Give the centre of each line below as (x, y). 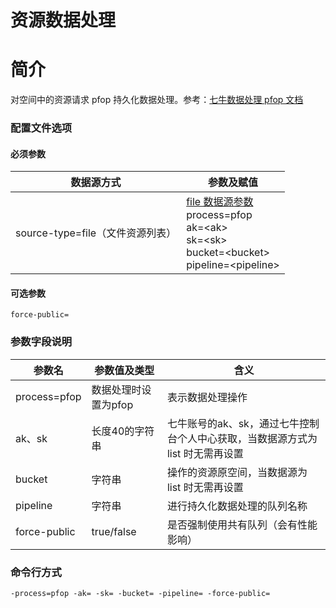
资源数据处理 (63, 20)
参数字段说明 (41, 342)
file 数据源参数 (220, 202)
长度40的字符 (123, 431)
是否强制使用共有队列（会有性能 (242, 524)
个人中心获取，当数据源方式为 (247, 438)
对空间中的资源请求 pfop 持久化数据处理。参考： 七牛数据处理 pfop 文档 (157, 100)
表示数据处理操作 (207, 397)
